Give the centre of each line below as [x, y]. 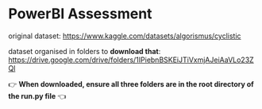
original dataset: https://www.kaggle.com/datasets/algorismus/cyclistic [125, 36]
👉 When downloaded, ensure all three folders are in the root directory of [131, 84]
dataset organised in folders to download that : [85, 51]
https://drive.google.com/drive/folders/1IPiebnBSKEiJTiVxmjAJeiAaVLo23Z [131, 60]
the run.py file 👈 [37, 95]
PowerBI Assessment [80, 14]
